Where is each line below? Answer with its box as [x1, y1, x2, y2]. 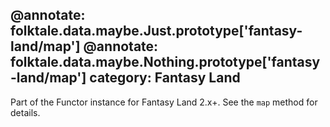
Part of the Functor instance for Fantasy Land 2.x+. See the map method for [10, 96, 318, 108]
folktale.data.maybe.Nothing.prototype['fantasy [10, 54, 321, 71]
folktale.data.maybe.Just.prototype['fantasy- [10, 23, 303, 40]
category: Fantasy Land [89, 69, 241, 87]
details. [10, 106, 41, 118]
